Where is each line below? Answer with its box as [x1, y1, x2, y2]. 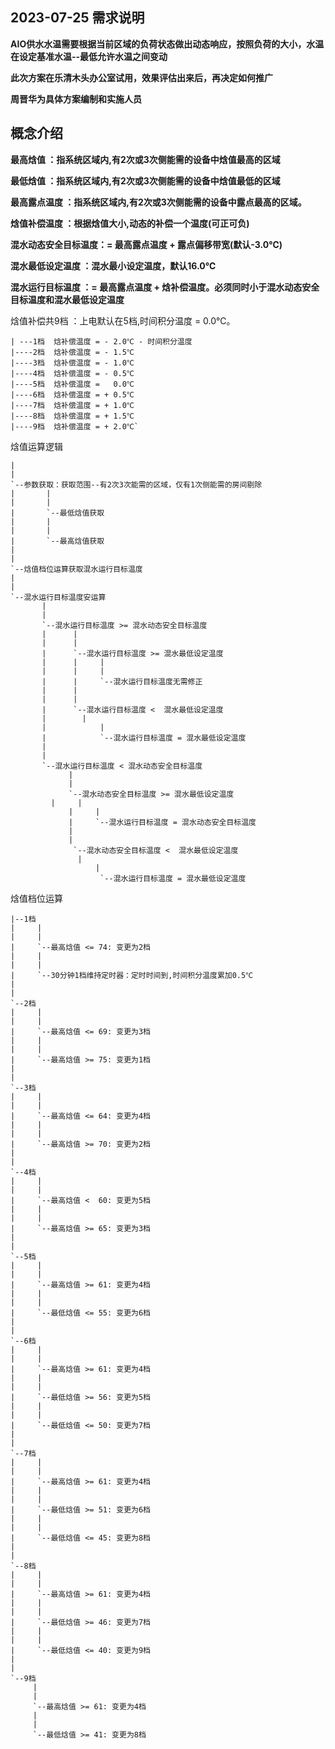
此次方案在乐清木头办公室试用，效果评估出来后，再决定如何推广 [10, 71, 273, 83]
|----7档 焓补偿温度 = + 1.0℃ [10, 400, 135, 410]
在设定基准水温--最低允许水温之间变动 [10, 50, 168, 62]
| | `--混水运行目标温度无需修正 [41, 676, 203, 687]
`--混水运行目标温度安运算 [10, 592, 107, 602]
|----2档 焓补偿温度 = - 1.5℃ [10, 347, 135, 357]
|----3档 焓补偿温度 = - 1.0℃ [10, 358, 135, 368]
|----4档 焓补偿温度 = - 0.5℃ [10, 368, 135, 378]
